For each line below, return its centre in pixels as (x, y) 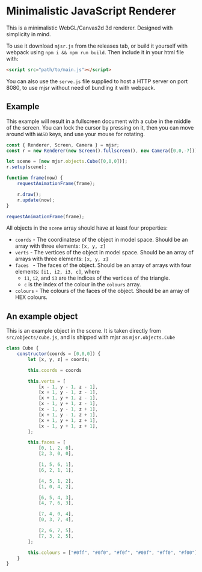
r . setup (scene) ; (26, 167)
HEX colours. (31, 297)
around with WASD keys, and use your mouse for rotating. (76, 134)
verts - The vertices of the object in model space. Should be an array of (104, 253)
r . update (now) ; (36, 200)
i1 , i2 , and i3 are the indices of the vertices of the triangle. (97, 278)
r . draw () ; (29, 194)
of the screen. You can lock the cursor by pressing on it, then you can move (100, 127)
